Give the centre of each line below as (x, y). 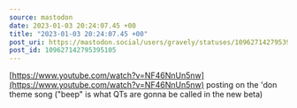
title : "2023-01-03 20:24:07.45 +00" (79, 34)
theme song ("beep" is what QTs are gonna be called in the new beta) (136, 95)
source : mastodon (41, 17)
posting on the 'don (242, 85)
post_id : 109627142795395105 (63, 50)
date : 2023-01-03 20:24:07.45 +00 (73, 26)
